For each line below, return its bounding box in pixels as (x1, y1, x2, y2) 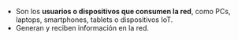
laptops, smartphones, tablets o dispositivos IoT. (15, 15, 173, 24)
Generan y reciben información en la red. (15, 24, 150, 32)
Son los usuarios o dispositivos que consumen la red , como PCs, (15, 7, 231, 16)
